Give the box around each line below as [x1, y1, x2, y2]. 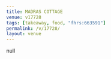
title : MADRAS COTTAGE [6, 8, 63, 15]
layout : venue [6, 31, 42, 37]
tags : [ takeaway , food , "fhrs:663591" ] [6, 20, 106, 26]
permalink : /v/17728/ [6, 25, 61, 32]
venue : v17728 [6, 14, 42, 20]
